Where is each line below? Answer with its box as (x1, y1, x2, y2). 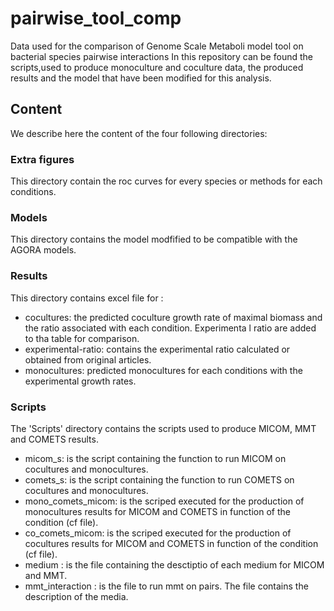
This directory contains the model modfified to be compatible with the (10, 233, 298, 246)
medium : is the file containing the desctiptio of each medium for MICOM (24, 558, 325, 571)
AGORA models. (10, 244, 77, 256)
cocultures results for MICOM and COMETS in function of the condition (24, 537, 319, 549)
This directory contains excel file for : (10, 292, 164, 304)
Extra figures (10, 152, 75, 166)
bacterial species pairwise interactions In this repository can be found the (10, 50, 313, 62)
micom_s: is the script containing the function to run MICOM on (24, 452, 287, 464)
